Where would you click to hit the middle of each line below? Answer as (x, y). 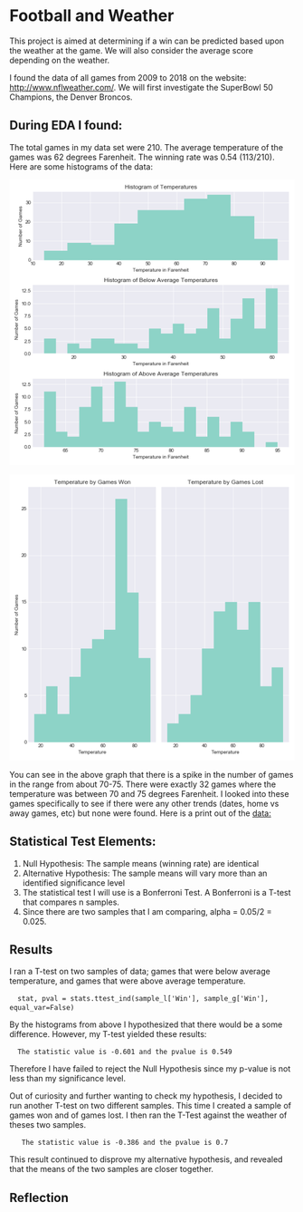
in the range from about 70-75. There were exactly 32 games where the (143, 784)
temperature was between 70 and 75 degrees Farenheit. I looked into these (149, 793)
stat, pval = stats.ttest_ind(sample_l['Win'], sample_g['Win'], (143, 999)
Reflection (39, 1197)
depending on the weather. (60, 60)
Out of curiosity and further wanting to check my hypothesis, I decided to (146, 1096)
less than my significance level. (68, 1079)
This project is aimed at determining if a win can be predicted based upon (147, 41)
